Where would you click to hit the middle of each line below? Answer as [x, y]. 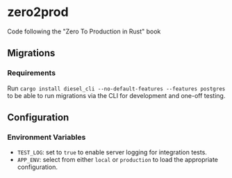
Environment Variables [47, 137]
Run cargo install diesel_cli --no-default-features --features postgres [116, 88]
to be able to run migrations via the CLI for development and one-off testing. [116, 95]
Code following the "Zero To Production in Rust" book [84, 31]
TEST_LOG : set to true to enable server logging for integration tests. [112, 152]
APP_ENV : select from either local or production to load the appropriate [118, 160]
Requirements [32, 73]
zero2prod [38, 12]
